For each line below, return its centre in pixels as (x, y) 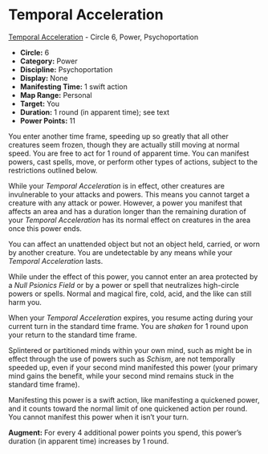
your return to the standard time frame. (73, 334)
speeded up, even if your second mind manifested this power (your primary (133, 367)
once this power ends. (45, 228)
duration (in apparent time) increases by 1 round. (89, 441)
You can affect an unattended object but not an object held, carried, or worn (134, 244)
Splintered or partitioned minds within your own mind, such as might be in (130, 350)
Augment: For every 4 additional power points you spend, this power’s (125, 432)
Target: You (40, 103)
